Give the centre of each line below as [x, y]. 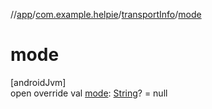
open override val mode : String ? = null [89, 93]
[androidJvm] [38, 82]
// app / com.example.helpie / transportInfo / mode [106, 14]
